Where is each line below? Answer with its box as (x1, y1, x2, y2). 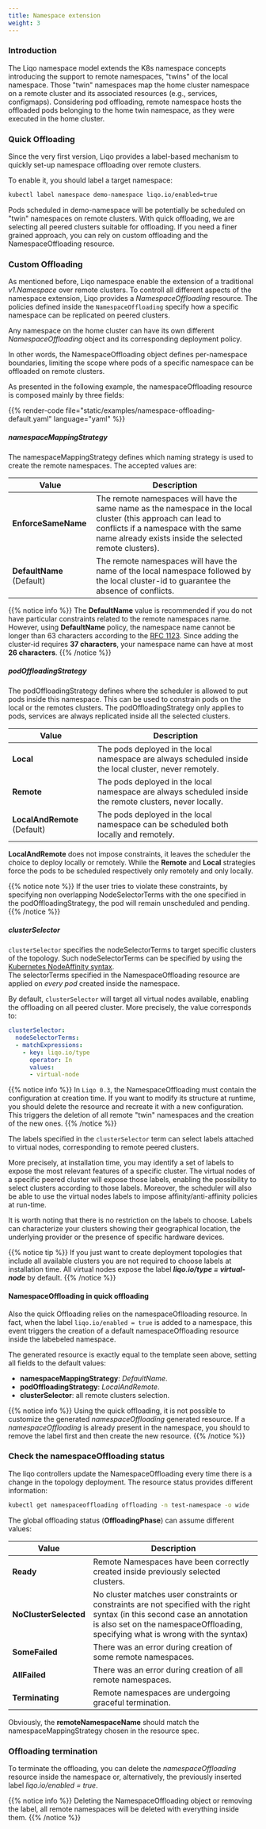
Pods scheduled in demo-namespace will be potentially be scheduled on (8, 205, 245, 214)
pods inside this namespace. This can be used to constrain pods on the (8, 695, 241, 704)
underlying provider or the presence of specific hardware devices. (8, 1232, 225, 1242)
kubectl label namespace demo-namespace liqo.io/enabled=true (8, 191, 218, 199)
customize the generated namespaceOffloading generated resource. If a (8, 1414, 245, 1423)
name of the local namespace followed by (96, 565, 252, 576)
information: (8, 1485, 48, 1495)
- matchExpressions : (15, 1041, 83, 1049)
